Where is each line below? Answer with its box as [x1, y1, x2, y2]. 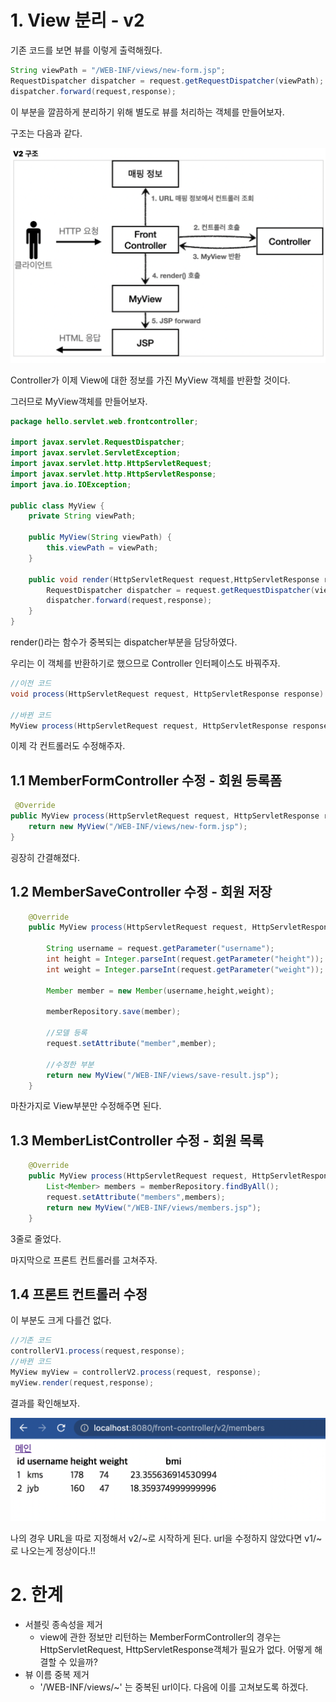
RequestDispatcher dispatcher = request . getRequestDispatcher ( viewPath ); [10, 76, 325, 86]
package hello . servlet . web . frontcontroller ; [10, 416, 199, 426]
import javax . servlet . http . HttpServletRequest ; [10, 459, 213, 469]
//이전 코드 [10, 679, 52, 689]
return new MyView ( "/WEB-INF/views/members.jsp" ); [46, 1202, 262, 1213]
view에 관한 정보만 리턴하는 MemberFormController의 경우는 [39, 1631, 282, 1643]
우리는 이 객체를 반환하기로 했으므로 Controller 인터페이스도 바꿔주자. [10, 657, 281, 670]
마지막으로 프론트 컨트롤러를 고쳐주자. [10, 1254, 158, 1266]
